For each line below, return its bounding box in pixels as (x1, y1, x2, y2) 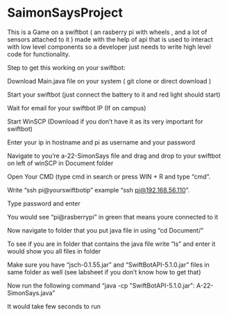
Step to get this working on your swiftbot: (7, 63, 126, 72)
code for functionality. (7, 50, 71, 58)
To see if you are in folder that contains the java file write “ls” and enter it (7, 240, 216, 248)
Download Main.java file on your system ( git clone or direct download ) (7, 76, 212, 85)
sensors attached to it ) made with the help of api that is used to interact (7, 35, 213, 43)
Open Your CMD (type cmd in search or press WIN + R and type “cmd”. (7, 172, 211, 181)
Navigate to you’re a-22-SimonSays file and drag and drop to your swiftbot (7, 151, 221, 160)
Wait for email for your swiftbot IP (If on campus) (7, 103, 146, 112)
